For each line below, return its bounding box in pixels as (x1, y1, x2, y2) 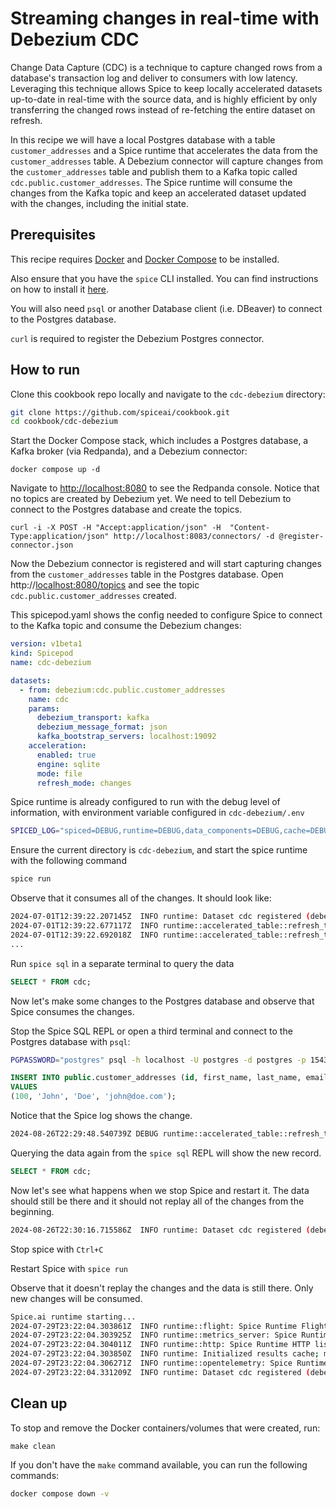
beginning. (10, 1205, 55, 1217)
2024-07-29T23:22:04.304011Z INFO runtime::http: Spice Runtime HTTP (10, 1340, 311, 1350)
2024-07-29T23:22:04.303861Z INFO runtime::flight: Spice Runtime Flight (10, 1321, 329, 1331)
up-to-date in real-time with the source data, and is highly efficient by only (10, 93, 318, 105)
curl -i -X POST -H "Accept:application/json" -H (10, 523, 222, 533)
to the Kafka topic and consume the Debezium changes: (10, 620, 242, 632)
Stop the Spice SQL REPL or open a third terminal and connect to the (10, 1025, 293, 1037)
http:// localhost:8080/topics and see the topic (10, 579, 200, 591)
